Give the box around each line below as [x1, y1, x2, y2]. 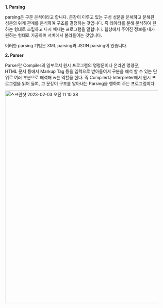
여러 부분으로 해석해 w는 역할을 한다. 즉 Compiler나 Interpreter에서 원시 [14, 75, 151, 80]
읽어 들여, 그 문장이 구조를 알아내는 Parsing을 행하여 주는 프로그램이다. [21, 81, 156, 86]
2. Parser [5, 52, 24, 58]
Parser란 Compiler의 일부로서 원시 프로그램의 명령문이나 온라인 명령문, [5, 63, 140, 68]
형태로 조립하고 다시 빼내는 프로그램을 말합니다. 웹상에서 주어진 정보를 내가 [14, 26, 155, 32]
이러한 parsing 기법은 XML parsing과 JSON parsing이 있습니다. [5, 43, 128, 48]
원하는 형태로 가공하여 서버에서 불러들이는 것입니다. [5, 33, 102, 38]
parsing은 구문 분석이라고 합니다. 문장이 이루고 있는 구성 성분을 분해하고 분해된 [5, 14, 155, 20]
